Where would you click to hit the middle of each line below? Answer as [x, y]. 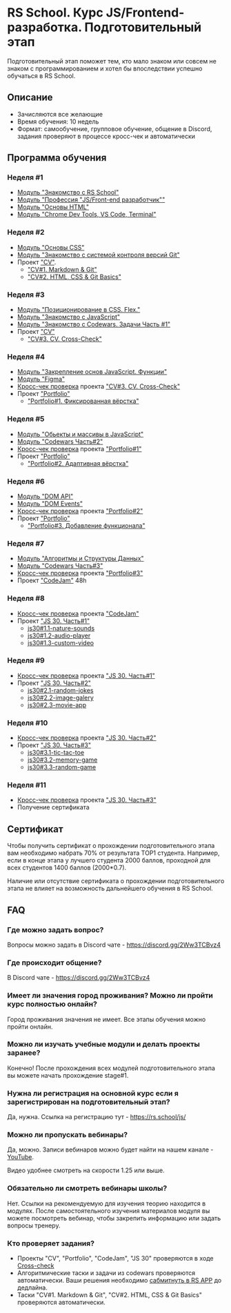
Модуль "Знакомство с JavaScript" [69, 317]
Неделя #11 [27, 785]
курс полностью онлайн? [52, 1004]
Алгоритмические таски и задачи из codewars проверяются [106, 1273]
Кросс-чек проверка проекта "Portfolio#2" [80, 511]
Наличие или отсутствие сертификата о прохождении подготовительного [116, 881]
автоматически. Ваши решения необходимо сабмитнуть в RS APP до [119, 1280]
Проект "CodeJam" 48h [52, 580]
